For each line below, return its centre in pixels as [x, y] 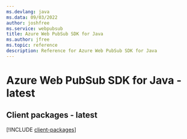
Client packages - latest [52, 115]
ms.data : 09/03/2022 [32, 17]
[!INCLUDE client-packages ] [41, 129]
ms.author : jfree [28, 40]
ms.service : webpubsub [35, 28]
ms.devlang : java [28, 12]
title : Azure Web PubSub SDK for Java [55, 34]
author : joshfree [28, 23]
